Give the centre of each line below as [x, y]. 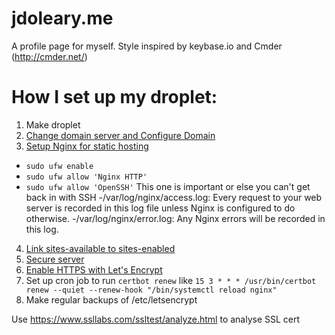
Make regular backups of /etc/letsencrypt [111, 299]
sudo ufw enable [59, 166]
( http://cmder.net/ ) [49, 56]
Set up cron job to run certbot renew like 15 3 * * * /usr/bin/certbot [171, 280]
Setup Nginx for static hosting [87, 146]
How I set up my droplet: [114, 97]
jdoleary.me [62, 18]
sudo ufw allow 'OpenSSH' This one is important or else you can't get [168, 186]
